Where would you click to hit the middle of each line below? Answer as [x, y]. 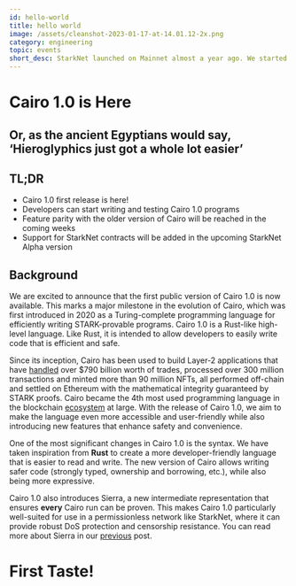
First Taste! [52, 571]
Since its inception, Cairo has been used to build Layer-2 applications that [144, 360]
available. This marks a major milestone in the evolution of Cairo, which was [148, 305]
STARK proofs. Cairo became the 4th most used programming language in [145, 398]
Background [43, 275]
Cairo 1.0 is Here [70, 102]
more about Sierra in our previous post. [81, 536]
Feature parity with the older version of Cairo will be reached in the [144, 219]
